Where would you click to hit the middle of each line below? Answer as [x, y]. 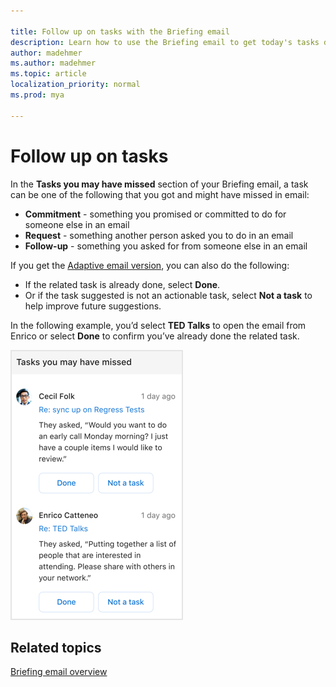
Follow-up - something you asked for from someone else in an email [166, 246]
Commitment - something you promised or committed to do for [155, 214]
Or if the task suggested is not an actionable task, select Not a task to [168, 295]
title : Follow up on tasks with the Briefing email [120, 31]
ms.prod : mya [37, 95]
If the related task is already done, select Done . [122, 284]
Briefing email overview [59, 672]
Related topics [56, 647]
